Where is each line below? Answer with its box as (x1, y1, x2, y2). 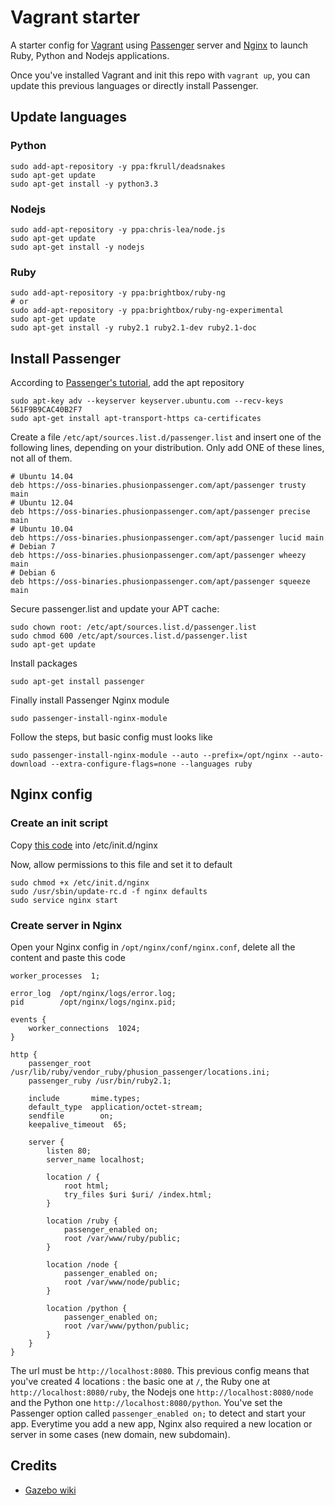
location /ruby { (46, 1216, 118, 1226)
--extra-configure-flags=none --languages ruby (50, 759, 253, 770)
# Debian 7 (10, 542, 56, 552)
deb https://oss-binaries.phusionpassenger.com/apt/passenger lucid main (10, 533, 325, 543)
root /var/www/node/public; (63, 1277, 182, 1288)
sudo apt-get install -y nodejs (10, 242, 145, 252)
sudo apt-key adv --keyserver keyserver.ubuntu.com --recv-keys (10, 396, 284, 406)
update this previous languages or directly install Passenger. (10, 79, 259, 91)
